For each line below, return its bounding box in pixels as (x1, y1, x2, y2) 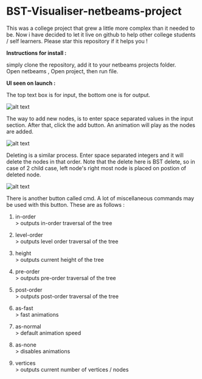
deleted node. (6, 171, 41, 178)
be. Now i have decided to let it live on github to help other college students (6, 31, 196, 38)
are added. (6, 128, 33, 135)
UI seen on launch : (6, 79, 56, 87)
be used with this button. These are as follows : (6, 201, 125, 208)
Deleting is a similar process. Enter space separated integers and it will (6, 151, 184, 159)
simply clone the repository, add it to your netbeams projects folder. (6, 61, 176, 68)
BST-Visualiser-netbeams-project (6, 4, 182, 18)
